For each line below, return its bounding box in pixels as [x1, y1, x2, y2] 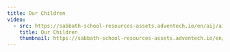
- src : [13, 22, 32, 29]
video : [7, 16, 26, 23]
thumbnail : [19, 35, 51, 42]
